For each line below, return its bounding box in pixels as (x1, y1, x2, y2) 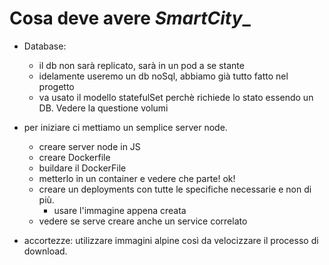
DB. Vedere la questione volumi (38, 102, 169, 114)
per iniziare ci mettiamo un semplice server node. (23, 121, 228, 133)
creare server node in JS (38, 140, 141, 152)
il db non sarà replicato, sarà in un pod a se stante (38, 59, 245, 71)
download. (23, 245, 68, 257)
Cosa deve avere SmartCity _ (9, 7, 251, 30)
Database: (23, 40, 67, 52)
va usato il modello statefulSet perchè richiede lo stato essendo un (38, 91, 314, 103)
